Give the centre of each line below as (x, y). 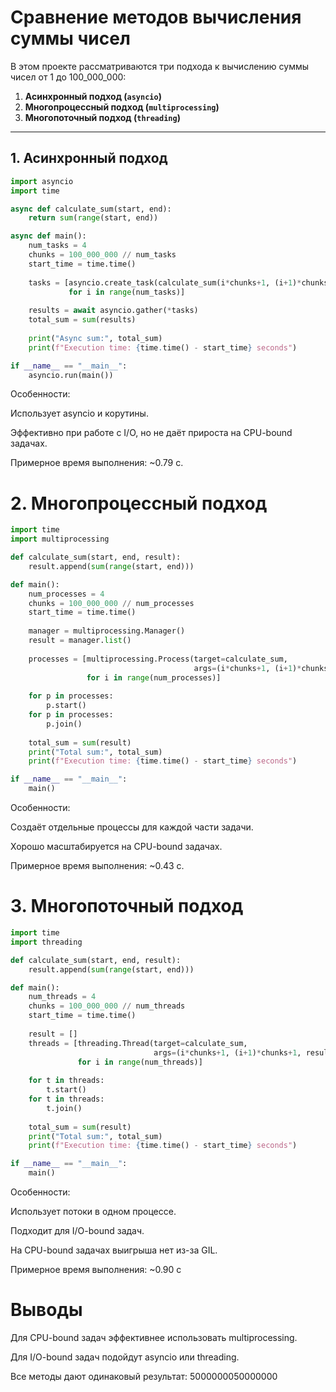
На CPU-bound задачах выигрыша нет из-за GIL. (114, 1250)
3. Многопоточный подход (127, 906)
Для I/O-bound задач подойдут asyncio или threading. (125, 1357)
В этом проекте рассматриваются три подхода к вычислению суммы (160, 66)
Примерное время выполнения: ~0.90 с (96, 1269)
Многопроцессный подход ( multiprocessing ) (122, 107)
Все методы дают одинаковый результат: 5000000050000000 (144, 1376)
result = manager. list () (80, 641)
